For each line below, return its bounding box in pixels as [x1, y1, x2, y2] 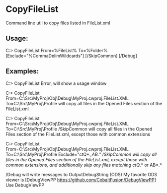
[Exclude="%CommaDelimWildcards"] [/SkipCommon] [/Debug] [5, 53, 137, 59]
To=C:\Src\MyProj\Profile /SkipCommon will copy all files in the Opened [5, 126, 153, 132]
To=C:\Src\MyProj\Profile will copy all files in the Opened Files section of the [5, 100, 163, 106]
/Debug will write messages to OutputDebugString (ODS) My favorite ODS [5, 171, 158, 177]
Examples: [5, 67, 39, 75]
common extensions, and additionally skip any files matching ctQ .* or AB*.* [5, 162, 162, 168]
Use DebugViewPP [5, 182, 44, 188]
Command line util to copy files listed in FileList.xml [5, 20, 110, 26]
